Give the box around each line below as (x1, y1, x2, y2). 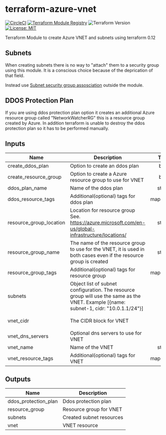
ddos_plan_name (7, 185, 47, 192)
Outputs (5, 375, 31, 383)
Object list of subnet (70, 280, 117, 287)
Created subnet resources (62, 414, 124, 421)
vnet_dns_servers (7, 333, 48, 340)
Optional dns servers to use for (70, 330, 142, 337)
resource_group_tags (7, 269, 57, 276)
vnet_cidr (7, 317, 30, 324)
